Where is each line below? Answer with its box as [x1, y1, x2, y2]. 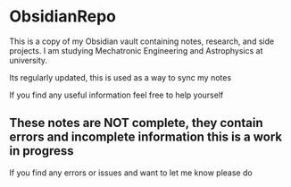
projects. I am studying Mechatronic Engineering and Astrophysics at [9, 45, 263, 55]
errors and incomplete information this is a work [9, 130, 283, 145]
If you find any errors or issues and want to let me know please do [9, 167, 253, 178]
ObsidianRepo [9, 6, 116, 27]
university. [9, 55, 47, 65]
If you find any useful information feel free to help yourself [9, 89, 224, 100]
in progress [9, 143, 74, 158]
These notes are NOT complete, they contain [9, 115, 263, 131]
